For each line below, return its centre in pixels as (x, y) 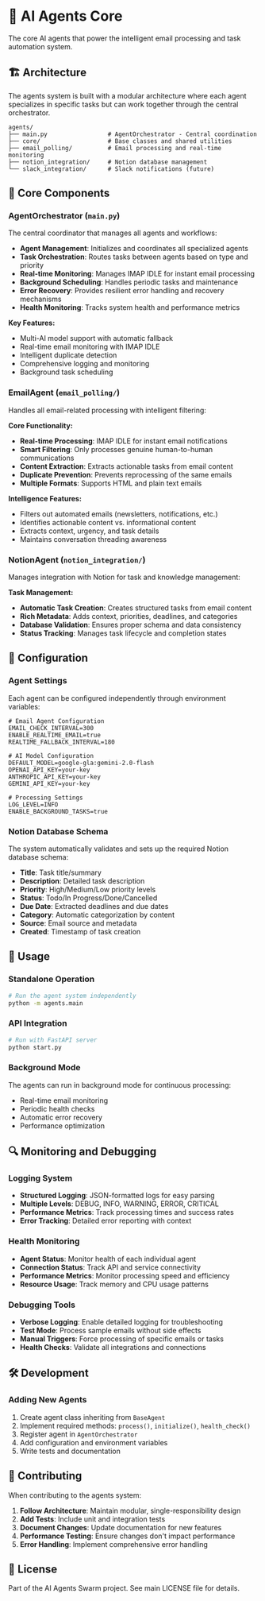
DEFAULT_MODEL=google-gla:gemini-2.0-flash (81, 763)
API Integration (38, 1023)
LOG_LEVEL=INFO (33, 804)
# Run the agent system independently (72, 996)
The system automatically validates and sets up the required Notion (118, 849)
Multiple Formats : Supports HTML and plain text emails (111, 483)
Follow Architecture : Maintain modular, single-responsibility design (130, 1510)
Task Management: (41, 593)
